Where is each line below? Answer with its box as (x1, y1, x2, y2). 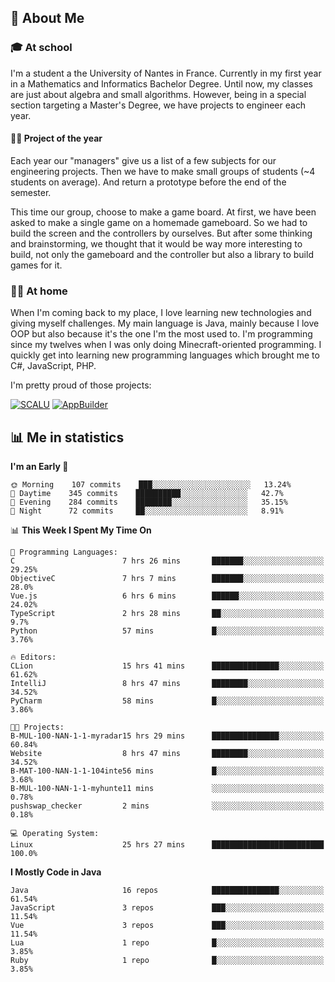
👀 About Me (10, 10, 85, 27)
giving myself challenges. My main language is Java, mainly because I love (10, 317, 320, 330)
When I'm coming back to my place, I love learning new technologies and (10, 307, 312, 319)
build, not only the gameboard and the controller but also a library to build (10, 248, 314, 260)
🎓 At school (10, 41, 73, 55)
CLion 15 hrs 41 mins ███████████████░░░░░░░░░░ (10, 661, 325, 671)
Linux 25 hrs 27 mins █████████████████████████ (10, 840, 325, 850)
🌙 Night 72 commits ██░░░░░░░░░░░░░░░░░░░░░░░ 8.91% (10, 506, 284, 516)
